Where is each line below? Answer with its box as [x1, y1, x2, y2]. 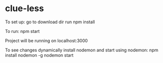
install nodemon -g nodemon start [5, 52, 74, 58]
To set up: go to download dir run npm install [5, 19, 95, 25]
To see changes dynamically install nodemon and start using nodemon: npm [5, 47, 159, 53]
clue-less [5, 3, 44, 14]
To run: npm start [5, 28, 40, 34]
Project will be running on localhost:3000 [5, 37, 88, 44]
